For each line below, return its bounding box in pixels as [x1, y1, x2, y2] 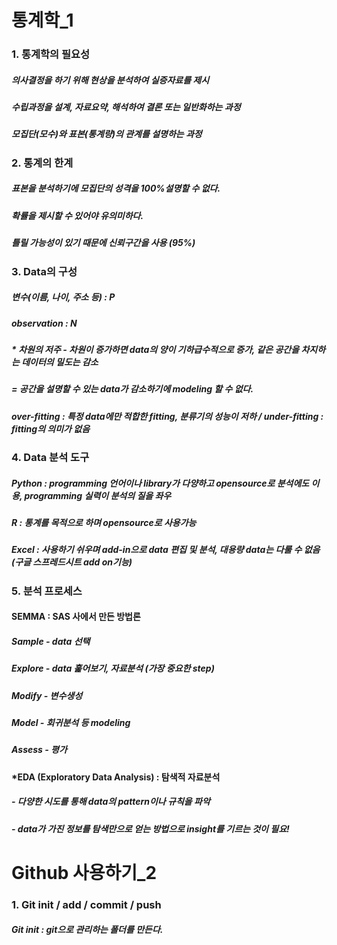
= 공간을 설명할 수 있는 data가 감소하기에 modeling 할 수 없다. [11, 383, 254, 395]
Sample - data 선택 [11, 635, 91, 647]
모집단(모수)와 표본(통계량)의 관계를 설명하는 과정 [11, 128, 203, 140]
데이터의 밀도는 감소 [21, 356, 99, 368]
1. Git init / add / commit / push [11, 897, 162, 911]
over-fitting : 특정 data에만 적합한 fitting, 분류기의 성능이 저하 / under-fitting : [11, 410, 324, 422]
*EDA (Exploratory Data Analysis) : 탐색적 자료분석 [11, 771, 221, 783]
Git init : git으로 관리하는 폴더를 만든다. [11, 924, 164, 936]
